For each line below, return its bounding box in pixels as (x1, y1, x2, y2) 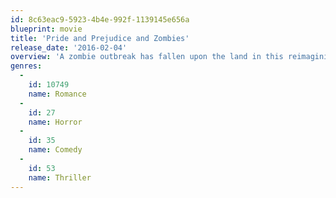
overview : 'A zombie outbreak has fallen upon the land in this (10, 52, 284, 62)
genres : (10, 61, 43, 71)
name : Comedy (28, 145, 83, 155)
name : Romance (28, 89, 87, 99)
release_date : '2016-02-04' (10, 42, 128, 53)
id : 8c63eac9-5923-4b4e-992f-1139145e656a (10, 14, 190, 25)
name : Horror (28, 117, 83, 127)
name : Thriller (28, 172, 92, 183)
